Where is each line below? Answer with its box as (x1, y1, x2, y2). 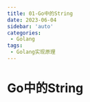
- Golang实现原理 (10, 49, 56, 56)
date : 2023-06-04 (7, 17, 57, 23)
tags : (7, 42, 23, 49)
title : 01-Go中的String (7, 10, 74, 17)
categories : (7, 29, 41, 37)
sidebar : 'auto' (7, 23, 54, 30)
